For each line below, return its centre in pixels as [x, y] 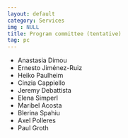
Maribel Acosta [40, 105]
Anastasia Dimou [42, 60]
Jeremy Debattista [45, 91]
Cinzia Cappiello [41, 83]
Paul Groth [33, 128]
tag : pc [19, 40]
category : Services [36, 21]
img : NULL [23, 27]
